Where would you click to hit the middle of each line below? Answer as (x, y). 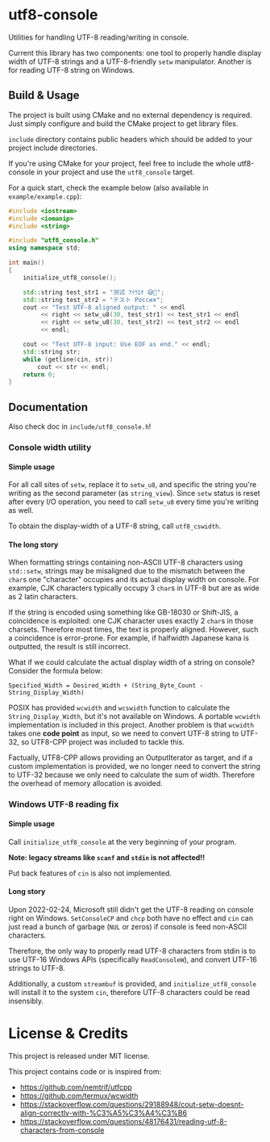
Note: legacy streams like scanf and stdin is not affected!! (107, 857)
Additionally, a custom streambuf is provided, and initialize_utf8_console (132, 984)
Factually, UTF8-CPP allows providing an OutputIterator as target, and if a (131, 758)
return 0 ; (39, 374)
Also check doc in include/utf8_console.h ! (80, 426)
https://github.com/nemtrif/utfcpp (76, 1087)
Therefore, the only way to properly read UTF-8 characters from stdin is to (132, 951)
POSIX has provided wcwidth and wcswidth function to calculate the (119, 707)
